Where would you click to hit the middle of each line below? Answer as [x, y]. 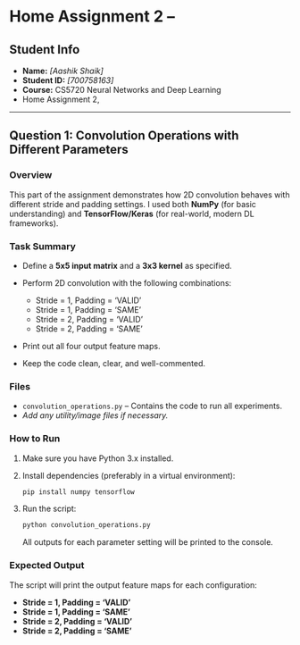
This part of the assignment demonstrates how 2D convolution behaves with [150, 195]
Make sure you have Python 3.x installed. [98, 458]
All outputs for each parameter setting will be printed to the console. [148, 542]
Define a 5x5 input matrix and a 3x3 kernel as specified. [127, 265]
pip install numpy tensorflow [79, 492]
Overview [31, 175]
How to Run [35, 439]
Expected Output [47, 565]
